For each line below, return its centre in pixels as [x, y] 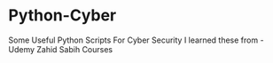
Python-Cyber [62, 16]
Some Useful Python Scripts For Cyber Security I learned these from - [136, 40]
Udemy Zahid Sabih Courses [60, 49]
